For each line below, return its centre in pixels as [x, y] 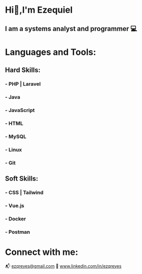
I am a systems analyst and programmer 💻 [71, 29]
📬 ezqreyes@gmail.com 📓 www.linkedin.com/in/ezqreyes [63, 266]
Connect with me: [42, 252]
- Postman [18, 232]
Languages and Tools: [51, 52]
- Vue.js [15, 205]
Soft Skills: [22, 179]
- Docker [16, 219]
